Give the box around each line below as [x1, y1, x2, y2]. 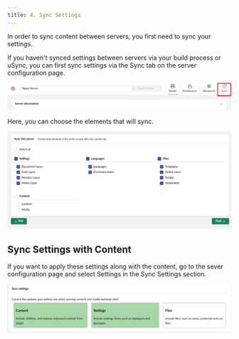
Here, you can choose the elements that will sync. [7, 118, 154, 126]
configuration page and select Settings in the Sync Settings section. [7, 270, 206, 278]
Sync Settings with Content [7, 243, 132, 256]
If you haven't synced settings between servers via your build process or [7, 53, 222, 62]
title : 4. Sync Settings [7, 11, 81, 19]
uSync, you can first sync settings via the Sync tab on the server [7, 61, 197, 69]
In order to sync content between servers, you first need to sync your [7, 32, 211, 41]
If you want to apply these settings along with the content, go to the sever [7, 262, 224, 271]
